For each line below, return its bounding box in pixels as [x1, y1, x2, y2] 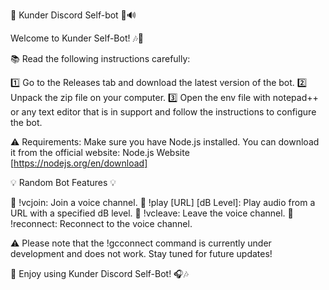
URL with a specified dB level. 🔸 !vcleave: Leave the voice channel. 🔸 [10, 207, 294, 219]
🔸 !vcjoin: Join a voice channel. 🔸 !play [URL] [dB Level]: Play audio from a [10, 197, 316, 208]
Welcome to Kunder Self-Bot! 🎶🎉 [10, 32, 145, 44]
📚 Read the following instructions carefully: [10, 53, 191, 64]
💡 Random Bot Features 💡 [10, 177, 117, 188]
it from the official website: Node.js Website [10, 147, 190, 158]
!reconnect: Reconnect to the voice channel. [10, 218, 193, 229]
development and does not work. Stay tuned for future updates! [10, 248, 273, 259]
